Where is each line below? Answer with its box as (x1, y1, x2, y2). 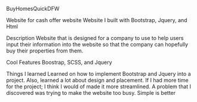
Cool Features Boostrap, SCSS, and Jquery (6, 59, 112, 66)
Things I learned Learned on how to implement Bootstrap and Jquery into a (6, 70, 191, 77)
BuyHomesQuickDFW (6, 5, 60, 12)
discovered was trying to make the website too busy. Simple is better (6, 89, 176, 96)
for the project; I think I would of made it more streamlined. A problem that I (6, 83, 192, 90)
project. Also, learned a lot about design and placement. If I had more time (6, 77, 189, 84)
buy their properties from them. (6, 47, 84, 54)
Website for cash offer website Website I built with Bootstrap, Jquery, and (6, 17, 187, 23)
